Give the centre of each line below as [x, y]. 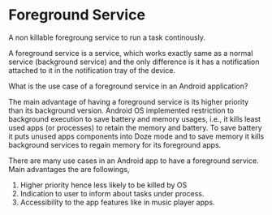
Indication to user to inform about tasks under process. [112, 193]
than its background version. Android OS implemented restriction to [121, 110]
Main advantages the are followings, [69, 169]
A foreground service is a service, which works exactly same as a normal [131, 53]
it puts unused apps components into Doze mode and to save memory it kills [136, 136]
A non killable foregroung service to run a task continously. [107, 37]
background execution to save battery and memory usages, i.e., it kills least [135, 118]
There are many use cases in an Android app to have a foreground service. [134, 161]
